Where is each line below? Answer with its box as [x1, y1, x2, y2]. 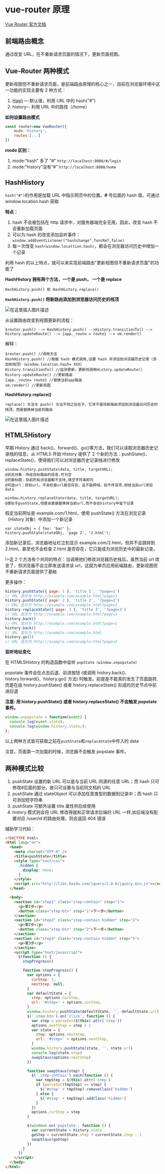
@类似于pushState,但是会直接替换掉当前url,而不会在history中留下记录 [5, 501, 134, 506]
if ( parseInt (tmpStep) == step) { [36, 1082, 107, 1087]
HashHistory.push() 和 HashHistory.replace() [5, 287, 99, 292]
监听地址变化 [5, 649, 31, 655]
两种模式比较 [5, 764, 44, 773]
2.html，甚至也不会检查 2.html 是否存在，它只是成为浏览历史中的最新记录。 [5, 546, 158, 552]
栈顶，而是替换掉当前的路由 [5, 407, 53, 412]
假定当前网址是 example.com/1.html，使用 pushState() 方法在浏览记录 [5, 510, 146, 516]
